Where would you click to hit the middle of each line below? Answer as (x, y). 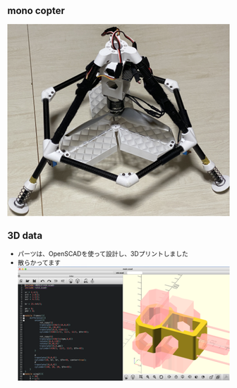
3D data (25, 236)
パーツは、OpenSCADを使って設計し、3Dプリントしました (103, 254)
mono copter (36, 11)
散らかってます (39, 262)
